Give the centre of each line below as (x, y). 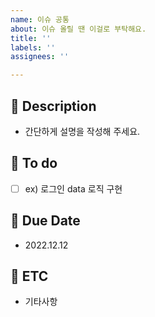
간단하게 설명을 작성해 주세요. (82, 131)
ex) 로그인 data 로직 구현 (73, 188)
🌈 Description (53, 106)
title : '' (31, 38)
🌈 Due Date (45, 221)
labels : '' (33, 47)
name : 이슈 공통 (40, 19)
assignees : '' (40, 57)
